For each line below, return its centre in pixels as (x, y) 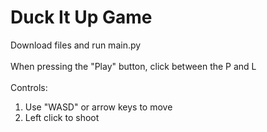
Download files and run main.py (76, 45)
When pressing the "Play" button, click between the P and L (133, 66)
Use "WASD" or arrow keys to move (98, 107)
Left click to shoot (62, 117)
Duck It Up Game (81, 17)
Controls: (29, 87)
